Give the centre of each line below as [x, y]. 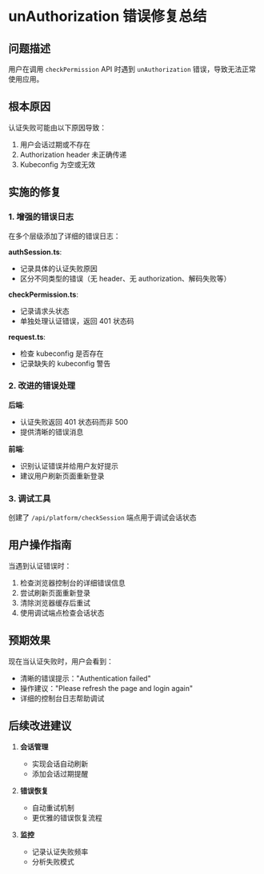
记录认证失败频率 [60, 852]
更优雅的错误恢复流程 [67, 817]
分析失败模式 [53, 861]
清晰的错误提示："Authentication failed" [85, 678]
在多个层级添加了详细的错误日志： [64, 236]
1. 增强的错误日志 [41, 217]
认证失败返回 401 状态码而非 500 [74, 421]
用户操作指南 [40, 545]
